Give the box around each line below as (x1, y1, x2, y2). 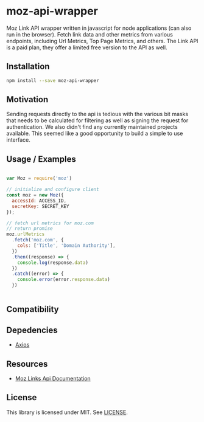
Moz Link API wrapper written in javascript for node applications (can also (6, 24, 192, 32)
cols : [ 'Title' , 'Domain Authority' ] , (17, 243, 116, 249)
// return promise (6, 226, 53, 232)
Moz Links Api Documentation (15, 375, 91, 382)
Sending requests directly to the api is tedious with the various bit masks (6, 111, 189, 118)
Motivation (6, 94, 49, 105)
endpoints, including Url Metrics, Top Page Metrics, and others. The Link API (6, 37, 199, 44)
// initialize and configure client (6, 187, 99, 193)
